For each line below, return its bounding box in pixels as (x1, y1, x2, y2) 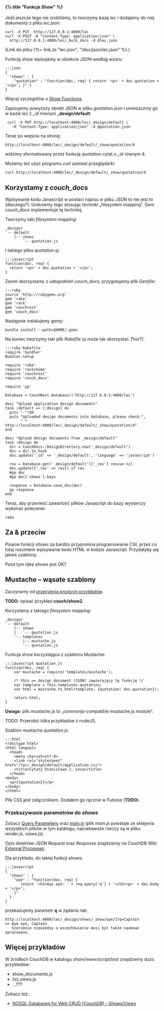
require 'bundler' (5, 350, 43, 355)
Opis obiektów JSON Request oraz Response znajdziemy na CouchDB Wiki (5, 840, 157, 846)
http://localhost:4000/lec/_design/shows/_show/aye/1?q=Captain (5, 917, 139, 922)
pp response (9, 488, 34, 492)
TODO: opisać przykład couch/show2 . (5, 598, 84, 604)
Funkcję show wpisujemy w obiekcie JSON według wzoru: (5, 56, 123, 62)
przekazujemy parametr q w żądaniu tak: (5, 907, 88, 913)
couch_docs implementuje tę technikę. (5, 207, 83, 213)
